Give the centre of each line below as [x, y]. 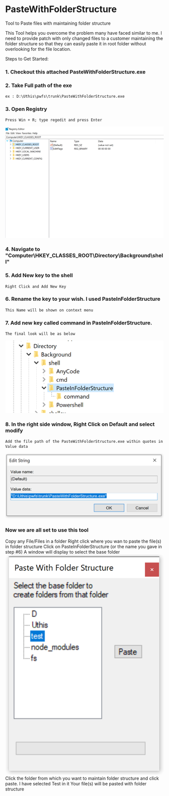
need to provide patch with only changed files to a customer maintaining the [84, 38]
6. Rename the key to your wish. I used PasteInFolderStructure [83, 299]
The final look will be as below [40, 334]
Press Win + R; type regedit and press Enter [54, 120]
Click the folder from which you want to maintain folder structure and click [82, 778]
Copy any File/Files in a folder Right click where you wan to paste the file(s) [83, 541]
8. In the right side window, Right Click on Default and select [80, 424]
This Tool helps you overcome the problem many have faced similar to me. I [83, 33]
